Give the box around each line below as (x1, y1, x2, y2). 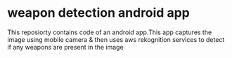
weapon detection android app (7, 5, 190, 21)
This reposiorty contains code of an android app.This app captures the (7, 28, 212, 36)
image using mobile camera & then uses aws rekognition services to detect (7, 35, 225, 43)
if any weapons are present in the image (7, 43, 124, 51)
